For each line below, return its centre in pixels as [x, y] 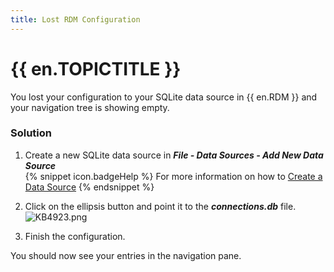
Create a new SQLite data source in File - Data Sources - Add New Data [174, 155]
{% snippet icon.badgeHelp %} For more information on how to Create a [173, 176]
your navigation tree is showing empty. [90, 107]
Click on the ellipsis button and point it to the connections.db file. [160, 206]
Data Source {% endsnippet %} [89, 187]
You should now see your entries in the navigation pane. [126, 255]
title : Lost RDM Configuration [75, 19]
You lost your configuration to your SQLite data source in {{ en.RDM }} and [164, 97]
